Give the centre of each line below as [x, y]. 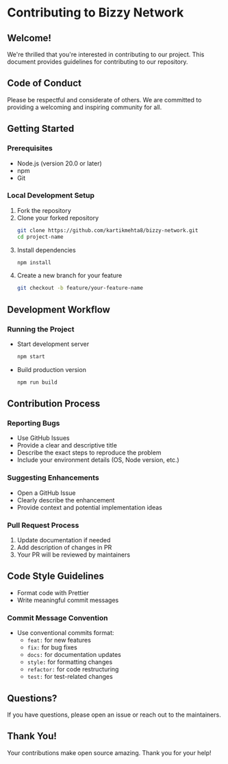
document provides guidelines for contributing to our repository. [98, 62]
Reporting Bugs [34, 424]
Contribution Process [54, 404]
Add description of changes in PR [64, 548]
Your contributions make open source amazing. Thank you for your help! [109, 752]
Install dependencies [47, 250]
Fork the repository [44, 210]
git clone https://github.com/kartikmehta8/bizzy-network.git [107, 230]
